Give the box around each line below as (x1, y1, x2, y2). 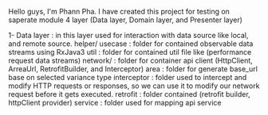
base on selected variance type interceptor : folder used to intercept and (8, 73, 247, 82)
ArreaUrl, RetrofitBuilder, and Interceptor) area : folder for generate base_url (8, 64, 258, 74)
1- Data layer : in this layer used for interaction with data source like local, (8, 31, 249, 40)
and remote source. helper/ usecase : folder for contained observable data (8, 39, 254, 48)
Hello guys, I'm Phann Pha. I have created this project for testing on (8, 7, 230, 16)
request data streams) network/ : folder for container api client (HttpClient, (8, 56, 253, 65)
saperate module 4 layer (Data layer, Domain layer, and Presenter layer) (8, 15, 243, 25)
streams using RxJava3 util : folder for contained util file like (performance (8, 48, 252, 56)
